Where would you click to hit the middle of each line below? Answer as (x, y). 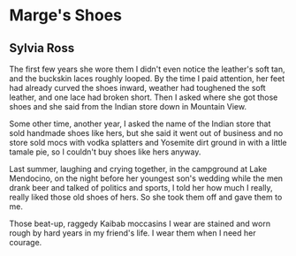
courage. (26, 242)
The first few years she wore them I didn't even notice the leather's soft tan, (147, 69)
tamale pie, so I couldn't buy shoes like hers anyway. (105, 152)
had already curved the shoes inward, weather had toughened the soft (138, 88)
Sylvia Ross (42, 48)
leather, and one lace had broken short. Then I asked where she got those (144, 97)
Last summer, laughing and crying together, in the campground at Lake (138, 169)
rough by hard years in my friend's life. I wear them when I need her (133, 233)
